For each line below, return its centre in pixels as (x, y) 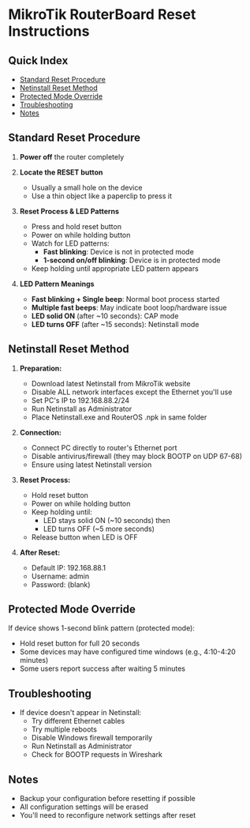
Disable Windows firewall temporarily (92, 738)
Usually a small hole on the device (87, 187)
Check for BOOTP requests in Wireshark (97, 755)
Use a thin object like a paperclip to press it (101, 196)
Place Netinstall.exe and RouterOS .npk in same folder (119, 417)
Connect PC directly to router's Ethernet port (104, 447)
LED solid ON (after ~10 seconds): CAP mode (105, 316)
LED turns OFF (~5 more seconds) (99, 529)
